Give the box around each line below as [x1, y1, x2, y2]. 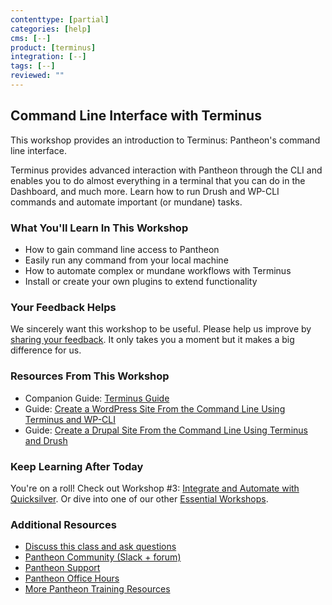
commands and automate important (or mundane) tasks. [10, 196, 243, 208]
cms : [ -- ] [10, 33, 52, 43]
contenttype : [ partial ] [10, 14, 110, 25]
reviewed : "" [10, 71, 65, 81]
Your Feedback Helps [10, 300, 117, 314]
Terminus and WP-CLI [24, 413, 117, 425]
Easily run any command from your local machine [24, 254, 229, 266]
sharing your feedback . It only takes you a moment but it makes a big [10, 334, 295, 346]
